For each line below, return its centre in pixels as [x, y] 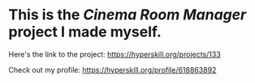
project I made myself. [85, 32]
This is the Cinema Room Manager [127, 15]
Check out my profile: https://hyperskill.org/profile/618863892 [112, 69]
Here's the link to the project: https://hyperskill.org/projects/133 [115, 54]
